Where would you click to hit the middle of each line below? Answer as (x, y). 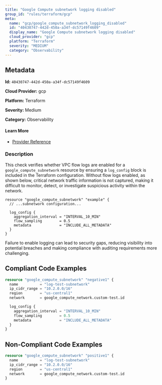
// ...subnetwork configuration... (45, 204)
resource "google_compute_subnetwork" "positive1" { (59, 356)
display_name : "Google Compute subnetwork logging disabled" (73, 32)
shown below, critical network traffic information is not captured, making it (79, 180)
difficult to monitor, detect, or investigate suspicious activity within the (75, 185)
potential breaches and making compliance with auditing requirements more (81, 248)
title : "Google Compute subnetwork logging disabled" (61, 10)
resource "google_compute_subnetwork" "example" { (57, 200)
